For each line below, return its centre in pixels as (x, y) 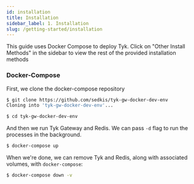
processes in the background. (44, 134)
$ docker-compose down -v (39, 175)
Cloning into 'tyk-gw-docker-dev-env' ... (60, 105)
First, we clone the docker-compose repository (66, 89)
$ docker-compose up (33, 146)
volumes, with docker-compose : (45, 164)
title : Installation (33, 18)
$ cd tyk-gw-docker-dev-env (42, 117)
